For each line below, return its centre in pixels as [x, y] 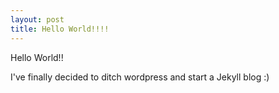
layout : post [37, 19]
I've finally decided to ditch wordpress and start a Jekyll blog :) [140, 77]
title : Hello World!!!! [60, 29]
